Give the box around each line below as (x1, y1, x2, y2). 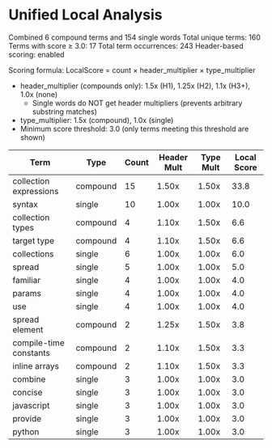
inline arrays (12, 360, 59, 371)
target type (12, 235, 55, 246)
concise (12, 387, 43, 398)
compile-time (12, 337, 65, 349)
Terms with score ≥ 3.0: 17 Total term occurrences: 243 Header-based (8, 40, 244, 50)
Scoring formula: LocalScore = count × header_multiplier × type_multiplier (8, 65, 256, 74)
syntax (12, 198, 38, 209)
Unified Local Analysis (8, 6, 163, 24)
